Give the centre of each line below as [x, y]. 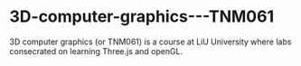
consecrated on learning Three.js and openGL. [96, 51]
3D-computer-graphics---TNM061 [142, 17]
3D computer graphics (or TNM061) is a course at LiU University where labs [150, 42]
